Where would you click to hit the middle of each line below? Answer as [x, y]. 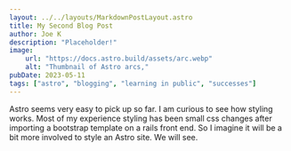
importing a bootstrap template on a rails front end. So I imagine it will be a [146, 127]
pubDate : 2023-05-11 [48, 75]
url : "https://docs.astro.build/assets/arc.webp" [119, 59]
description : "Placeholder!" [63, 42]
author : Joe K [36, 34]
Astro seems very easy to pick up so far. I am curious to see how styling [141, 108]
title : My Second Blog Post [61, 26]
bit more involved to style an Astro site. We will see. [104, 137]
